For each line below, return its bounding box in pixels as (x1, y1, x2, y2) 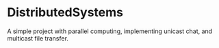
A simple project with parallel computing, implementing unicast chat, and (7, 27, 213, 35)
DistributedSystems (7, 5, 124, 20)
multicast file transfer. (7, 34, 68, 42)
